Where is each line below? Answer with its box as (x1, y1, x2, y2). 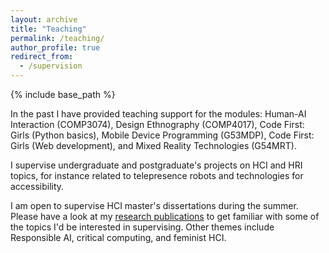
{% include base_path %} (10, 89, 116, 100)
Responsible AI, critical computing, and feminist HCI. (10, 232, 227, 243)
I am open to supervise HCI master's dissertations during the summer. (10, 200, 299, 211)
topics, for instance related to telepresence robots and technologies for (10, 170, 304, 181)
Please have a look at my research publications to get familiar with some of (10, 211, 320, 222)
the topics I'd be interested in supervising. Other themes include (10, 221, 275, 233)
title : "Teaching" (10, 24, 87, 34)
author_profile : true (10, 42, 101, 53)
